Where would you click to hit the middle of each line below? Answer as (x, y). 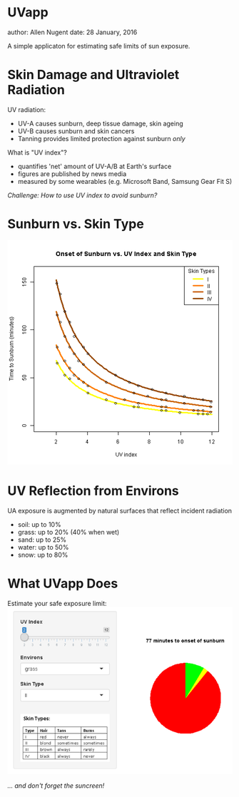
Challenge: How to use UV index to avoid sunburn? (82, 195)
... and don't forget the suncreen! (56, 786)
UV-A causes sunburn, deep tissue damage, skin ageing (100, 123)
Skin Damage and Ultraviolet (93, 75)
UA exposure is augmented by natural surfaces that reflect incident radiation (120, 510)
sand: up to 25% (42, 540)
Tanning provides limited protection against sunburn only (101, 138)
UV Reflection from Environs (93, 491)
